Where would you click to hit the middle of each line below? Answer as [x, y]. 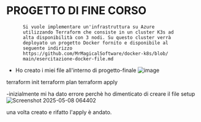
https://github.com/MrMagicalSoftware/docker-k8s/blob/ [95, 53]
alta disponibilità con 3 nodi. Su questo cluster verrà [97, 37]
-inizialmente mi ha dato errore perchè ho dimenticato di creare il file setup [101, 94]
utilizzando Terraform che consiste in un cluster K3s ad [98, 32]
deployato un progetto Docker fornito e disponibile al [95, 43]
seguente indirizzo [47, 48]
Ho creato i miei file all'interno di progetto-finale [76, 70]
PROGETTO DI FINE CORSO [77, 11]
